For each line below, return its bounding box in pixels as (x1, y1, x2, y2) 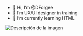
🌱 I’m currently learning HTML (12, 15, 75, 21)
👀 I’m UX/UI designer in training (12, 10, 78, 16)
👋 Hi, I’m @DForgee (12, 5, 53, 10)
